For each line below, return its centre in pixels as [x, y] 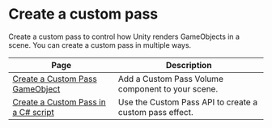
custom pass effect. [156, 112]
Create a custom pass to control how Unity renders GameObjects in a [124, 36]
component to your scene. [168, 88]
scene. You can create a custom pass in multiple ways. [100, 45]
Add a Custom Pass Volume [171, 79]
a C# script [34, 112]
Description [189, 65]
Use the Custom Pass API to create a [187, 102]
